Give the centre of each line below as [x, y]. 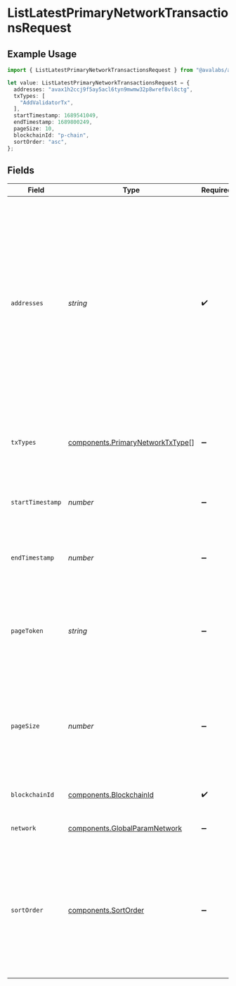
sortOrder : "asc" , [41, 142]
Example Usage [42, 54]
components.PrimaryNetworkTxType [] [131, 443]
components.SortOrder [106, 911]
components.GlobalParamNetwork [125, 828]
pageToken [27, 631]
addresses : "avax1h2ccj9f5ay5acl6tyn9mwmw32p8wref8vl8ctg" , [103, 90]
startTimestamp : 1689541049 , [56, 116]
